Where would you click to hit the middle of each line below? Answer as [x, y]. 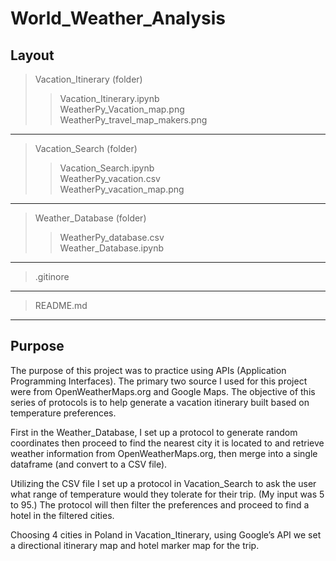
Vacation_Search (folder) [86, 148]
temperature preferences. [63, 413]
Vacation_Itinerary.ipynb [109, 98]
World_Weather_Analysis [118, 18]
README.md [61, 305]
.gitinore [52, 276]
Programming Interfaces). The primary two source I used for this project [159, 381]
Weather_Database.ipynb [112, 248]
